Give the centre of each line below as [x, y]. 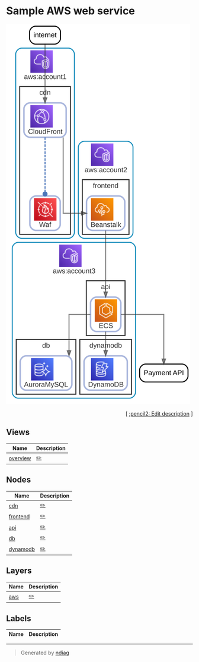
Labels [19, 618]
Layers [19, 571]
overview [20, 458]
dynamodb [22, 549]
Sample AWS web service [70, 11]
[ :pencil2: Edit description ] [159, 413]
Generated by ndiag [45, 653]
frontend [19, 517]
